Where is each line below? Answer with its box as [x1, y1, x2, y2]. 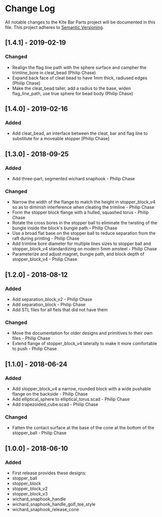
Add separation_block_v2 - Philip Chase [12, 296, 93, 302]
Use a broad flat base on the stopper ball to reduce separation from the [12, 230, 156, 236]
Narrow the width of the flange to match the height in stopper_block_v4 [12, 199, 156, 205]
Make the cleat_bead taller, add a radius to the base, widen [12, 85, 131, 91]
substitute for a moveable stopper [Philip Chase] [12, 136, 110, 142]
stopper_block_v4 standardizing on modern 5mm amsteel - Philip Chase [12, 246, 157, 252]
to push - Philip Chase [12, 346, 57, 352]
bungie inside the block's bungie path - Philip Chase [12, 225, 118, 231]
